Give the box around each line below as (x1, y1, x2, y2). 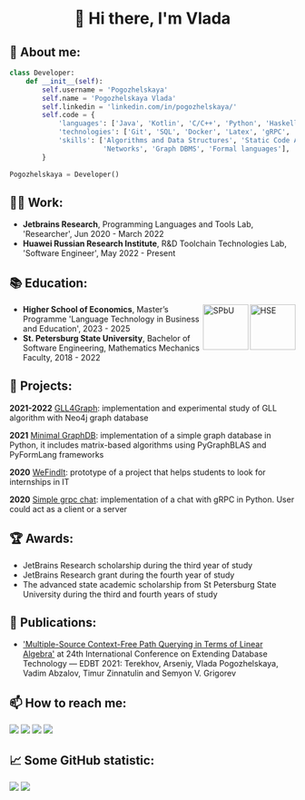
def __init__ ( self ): (25, 76, 103, 85)
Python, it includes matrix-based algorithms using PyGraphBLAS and (9, 440, 267, 450)
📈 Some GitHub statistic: (9, 753, 155, 768)
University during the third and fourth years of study (22, 588, 218, 599)
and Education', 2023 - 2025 (22, 323, 131, 334)
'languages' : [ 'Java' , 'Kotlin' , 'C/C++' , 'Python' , (57, 119, 261, 128)
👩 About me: (9, 44, 81, 60)
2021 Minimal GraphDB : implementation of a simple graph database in (9, 430, 272, 440)
